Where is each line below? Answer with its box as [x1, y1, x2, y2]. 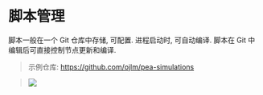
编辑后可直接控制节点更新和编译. [8, 45, 117, 54]
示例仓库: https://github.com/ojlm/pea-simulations [27, 61, 195, 72]
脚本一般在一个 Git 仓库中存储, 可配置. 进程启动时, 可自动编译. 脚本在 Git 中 [8, 35, 256, 45]
